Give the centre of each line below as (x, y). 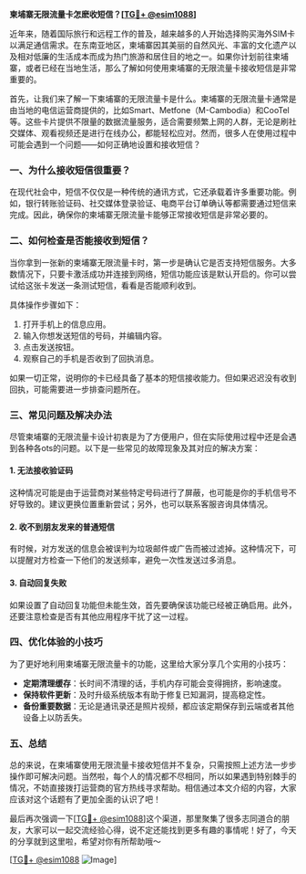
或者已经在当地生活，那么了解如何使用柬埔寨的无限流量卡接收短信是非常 (161, 68)
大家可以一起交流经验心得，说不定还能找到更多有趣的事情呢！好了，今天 (161, 830)
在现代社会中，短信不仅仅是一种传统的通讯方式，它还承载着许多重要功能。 (149, 192)
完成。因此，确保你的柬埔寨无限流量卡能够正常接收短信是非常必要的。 (141, 215)
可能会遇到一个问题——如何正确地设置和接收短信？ (105, 144)
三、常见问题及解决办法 (61, 415)
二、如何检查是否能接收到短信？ (80, 241)
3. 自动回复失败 (38, 583)
